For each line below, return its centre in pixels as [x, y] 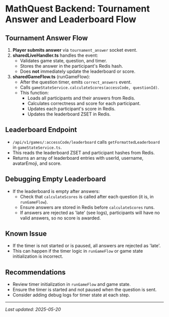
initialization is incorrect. [38, 256]
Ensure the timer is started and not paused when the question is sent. [84, 290]
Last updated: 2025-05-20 [33, 309]
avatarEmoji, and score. [37, 163]
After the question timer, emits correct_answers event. [76, 82]
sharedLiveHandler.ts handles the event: [55, 55]
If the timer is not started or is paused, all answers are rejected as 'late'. [87, 246]
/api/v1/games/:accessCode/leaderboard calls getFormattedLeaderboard [86, 142]
